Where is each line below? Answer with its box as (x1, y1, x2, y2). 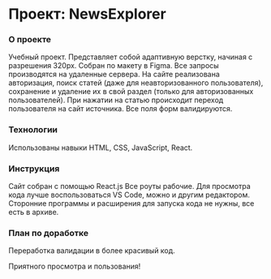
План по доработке (8, 228, 89, 238)
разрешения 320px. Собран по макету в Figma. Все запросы (8, 61, 219, 71)
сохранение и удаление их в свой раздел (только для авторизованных (8, 87, 254, 97)
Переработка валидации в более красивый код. (8, 246, 176, 255)
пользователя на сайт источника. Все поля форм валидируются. (8, 104, 233, 114)
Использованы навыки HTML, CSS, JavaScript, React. (8, 143, 193, 152)
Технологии (8, 124, 58, 135)
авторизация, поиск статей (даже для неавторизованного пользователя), (8, 78, 264, 88)
